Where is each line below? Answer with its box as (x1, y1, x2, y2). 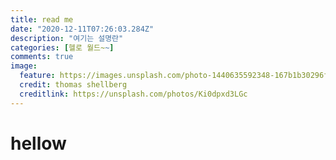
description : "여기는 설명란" (10, 33, 124, 43)
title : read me (10, 14, 74, 25)
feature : (19, 71, 56, 81)
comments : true (10, 52, 74, 62)
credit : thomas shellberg (19, 80, 128, 90)
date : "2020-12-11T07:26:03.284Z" (10, 24, 155, 34)
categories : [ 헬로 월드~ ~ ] (10, 42, 115, 53)
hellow (10, 132, 67, 155)
